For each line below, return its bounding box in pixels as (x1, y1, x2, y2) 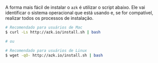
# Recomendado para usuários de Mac (5, 25, 83, 30)
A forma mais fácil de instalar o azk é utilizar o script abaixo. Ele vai (5, 5, 145, 10)
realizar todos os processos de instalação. (5, 15, 94, 21)
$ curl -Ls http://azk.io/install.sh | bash (5, 29, 101, 35)
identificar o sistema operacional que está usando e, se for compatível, (5, 10, 153, 16)
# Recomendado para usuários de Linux (5, 48, 87, 53)
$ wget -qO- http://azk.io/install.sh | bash (5, 53, 103, 58)
